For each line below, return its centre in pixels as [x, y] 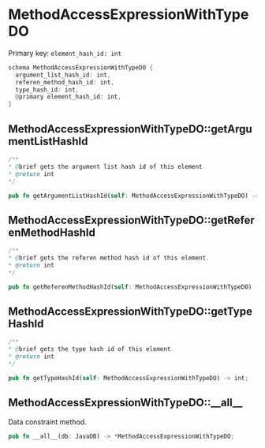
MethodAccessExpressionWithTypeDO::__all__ [125, 403]
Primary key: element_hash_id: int [65, 53]
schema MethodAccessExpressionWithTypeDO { [81, 67]
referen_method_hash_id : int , [65, 82]
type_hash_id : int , [47, 90]
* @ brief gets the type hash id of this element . [91, 349]
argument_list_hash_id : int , [63, 75]
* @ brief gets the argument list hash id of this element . [107, 166]
